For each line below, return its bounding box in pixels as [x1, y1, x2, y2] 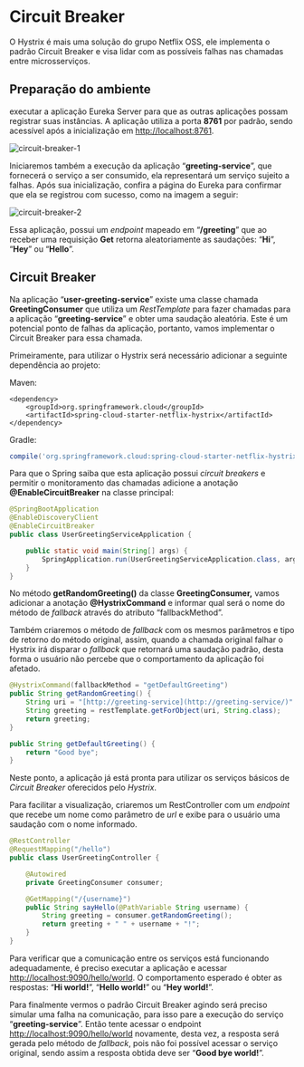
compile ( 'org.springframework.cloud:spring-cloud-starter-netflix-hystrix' [9, 451, 301, 461]
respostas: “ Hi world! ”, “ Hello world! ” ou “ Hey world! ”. [9, 981, 214, 993]
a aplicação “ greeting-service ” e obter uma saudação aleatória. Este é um [9, 312, 288, 323]
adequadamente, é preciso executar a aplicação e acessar [9, 962, 228, 973]
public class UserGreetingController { [9, 853, 160, 862]
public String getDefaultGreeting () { [9, 739, 156, 748]
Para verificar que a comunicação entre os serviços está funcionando [9, 953, 270, 964]
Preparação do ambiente [9, 82, 151, 97]
